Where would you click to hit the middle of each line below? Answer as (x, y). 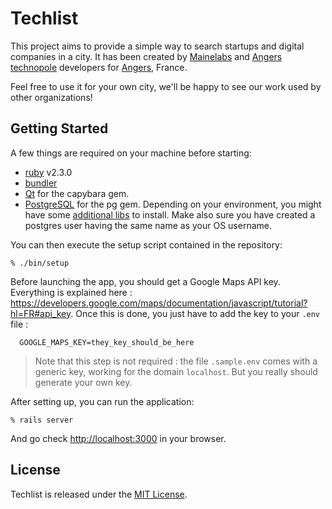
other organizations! (51, 97)
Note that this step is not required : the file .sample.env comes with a (176, 361)
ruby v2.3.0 (48, 172)
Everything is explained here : (71, 292)
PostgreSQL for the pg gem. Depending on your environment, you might (173, 204)
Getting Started (59, 128)
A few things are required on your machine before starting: (131, 153)
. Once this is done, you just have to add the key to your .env (195, 313)
